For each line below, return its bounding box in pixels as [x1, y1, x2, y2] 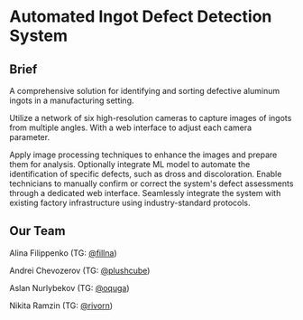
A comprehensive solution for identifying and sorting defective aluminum [9, 86, 280, 96]
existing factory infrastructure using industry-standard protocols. [9, 197, 251, 208]
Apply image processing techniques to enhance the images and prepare [9, 149, 278, 160]
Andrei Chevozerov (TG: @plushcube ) [9, 265, 151, 276]
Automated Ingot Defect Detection [9, 6, 272, 27]
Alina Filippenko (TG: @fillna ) [9, 247, 117, 259]
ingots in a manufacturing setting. [9, 95, 134, 106]
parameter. [9, 132, 50, 142]
